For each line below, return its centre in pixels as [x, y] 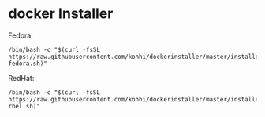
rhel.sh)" [24, 106]
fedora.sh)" [28, 64]
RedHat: [21, 78]
